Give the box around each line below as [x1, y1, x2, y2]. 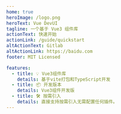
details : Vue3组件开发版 [17, 87, 75, 94]
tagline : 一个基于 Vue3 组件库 [6, 25, 78, 32]
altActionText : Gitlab [6, 43, 63, 49]
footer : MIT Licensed [6, 54, 61, 60]
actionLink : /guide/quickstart [6, 37, 85, 43]
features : [6, 65, 31, 71]
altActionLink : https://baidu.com [6, 49, 93, 55]
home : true [6, 8, 34, 15]
